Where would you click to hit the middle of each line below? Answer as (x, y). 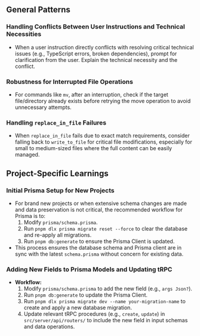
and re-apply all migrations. (58, 235)
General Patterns (38, 10)
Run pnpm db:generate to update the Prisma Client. (86, 295)
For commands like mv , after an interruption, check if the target (91, 94)
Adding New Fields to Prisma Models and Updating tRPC (89, 269)
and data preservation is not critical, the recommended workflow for (99, 209)
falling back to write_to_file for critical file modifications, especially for (103, 142)
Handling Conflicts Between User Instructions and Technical (96, 27)
